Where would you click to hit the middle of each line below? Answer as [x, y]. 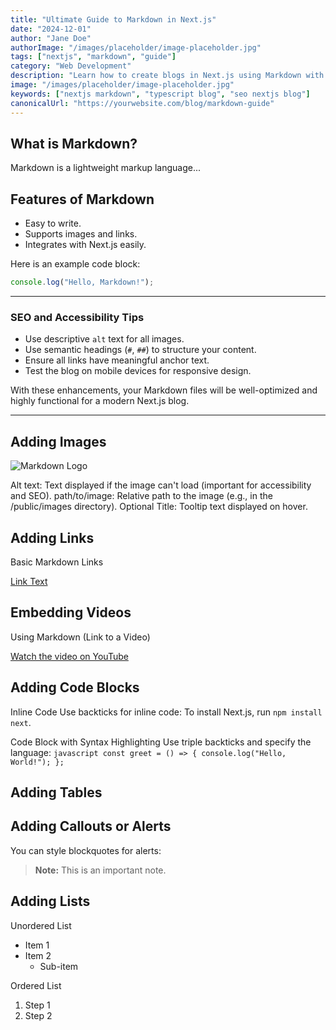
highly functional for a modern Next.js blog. [100, 401]
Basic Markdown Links [57, 562]
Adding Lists [50, 901]
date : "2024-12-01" [51, 29]
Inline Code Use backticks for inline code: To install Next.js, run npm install [166, 712]
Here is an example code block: [75, 264]
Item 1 [37, 945]
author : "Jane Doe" [51, 38]
